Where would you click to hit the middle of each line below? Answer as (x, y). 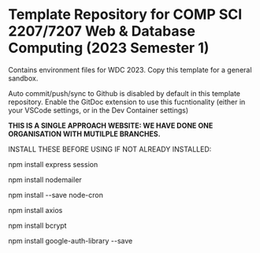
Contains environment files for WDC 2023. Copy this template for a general (130, 69)
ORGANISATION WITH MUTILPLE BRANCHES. (84, 134)
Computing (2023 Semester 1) (109, 48)
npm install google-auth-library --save (71, 240)
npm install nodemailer (45, 180)
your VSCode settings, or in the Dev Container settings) (98, 110)
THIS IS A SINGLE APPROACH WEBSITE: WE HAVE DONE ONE (111, 125)
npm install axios (35, 210)
